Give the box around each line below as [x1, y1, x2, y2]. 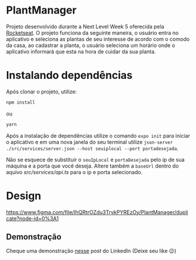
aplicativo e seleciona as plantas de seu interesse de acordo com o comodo [6, 35, 190, 42]
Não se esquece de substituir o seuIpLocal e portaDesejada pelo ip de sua [6, 156, 185, 163]
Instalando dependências [6, 69, 133, 82]
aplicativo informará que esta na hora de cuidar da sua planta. [6, 48, 156, 55]
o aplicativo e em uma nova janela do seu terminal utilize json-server [6, 138, 173, 145]
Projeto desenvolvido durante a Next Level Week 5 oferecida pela [6, 23, 164, 30]
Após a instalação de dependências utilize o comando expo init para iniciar [6, 132, 191, 139]
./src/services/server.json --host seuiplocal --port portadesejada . [6, 145, 179, 152]
